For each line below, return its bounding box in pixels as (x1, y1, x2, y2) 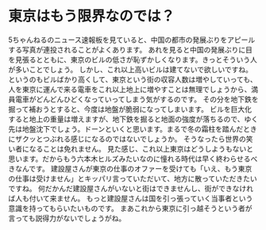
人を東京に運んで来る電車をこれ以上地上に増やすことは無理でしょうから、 (8, 84, 252, 94)
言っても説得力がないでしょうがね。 (8, 213, 126, 223)
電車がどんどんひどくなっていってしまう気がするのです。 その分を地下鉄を (14, 94, 259, 104)
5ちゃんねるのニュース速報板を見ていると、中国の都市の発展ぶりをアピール (8, 35, 256, 44)
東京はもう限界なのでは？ (8, 7, 175, 25)
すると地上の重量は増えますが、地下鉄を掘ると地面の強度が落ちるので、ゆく (8, 114, 259, 124)
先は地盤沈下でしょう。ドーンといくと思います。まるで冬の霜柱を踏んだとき (8, 124, 258, 133)
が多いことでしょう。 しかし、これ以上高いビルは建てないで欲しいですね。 (8, 64, 253, 74)
